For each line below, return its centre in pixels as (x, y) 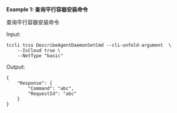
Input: (14, 34)
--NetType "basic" (40, 56)
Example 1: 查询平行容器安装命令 (47, 9)
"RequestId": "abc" (53, 94)
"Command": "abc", (51, 88)
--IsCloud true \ (39, 50)
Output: (16, 67)
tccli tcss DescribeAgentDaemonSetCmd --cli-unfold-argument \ (89, 45)
